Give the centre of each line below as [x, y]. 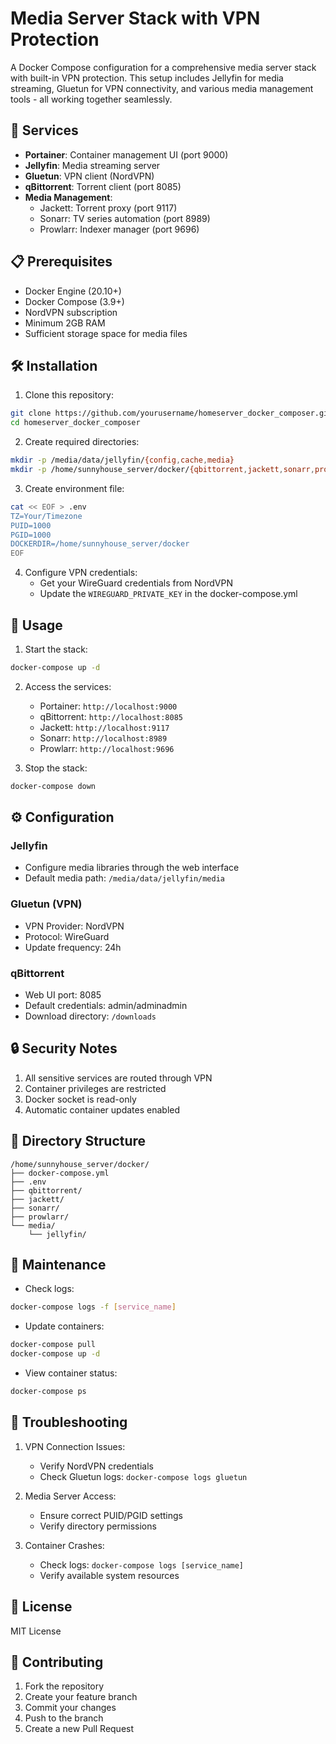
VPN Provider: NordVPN [74, 926]
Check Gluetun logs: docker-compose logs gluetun [143, 1476]
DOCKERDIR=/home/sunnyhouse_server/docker [100, 544]
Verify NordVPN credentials [96, 1466]
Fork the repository [64, 1686]
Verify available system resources [109, 1575]
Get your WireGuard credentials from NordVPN [136, 583]
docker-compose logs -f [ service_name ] [93, 1307]
